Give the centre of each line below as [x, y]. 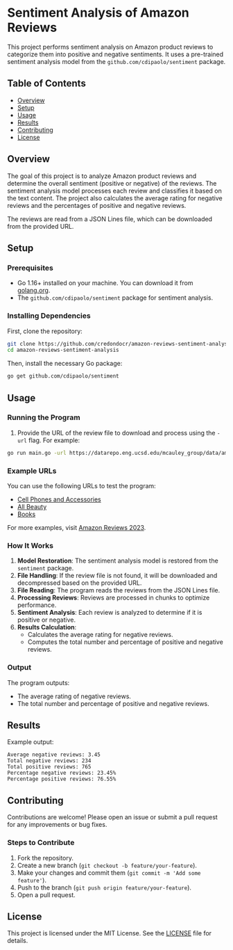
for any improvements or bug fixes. [57, 825]
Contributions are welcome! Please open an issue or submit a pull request [113, 817]
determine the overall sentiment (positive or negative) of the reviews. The [112, 183]
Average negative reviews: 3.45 [54, 755]
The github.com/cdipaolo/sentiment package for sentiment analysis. [115, 298]
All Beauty [32, 507]
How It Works [31, 545]
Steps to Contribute [41, 843]
